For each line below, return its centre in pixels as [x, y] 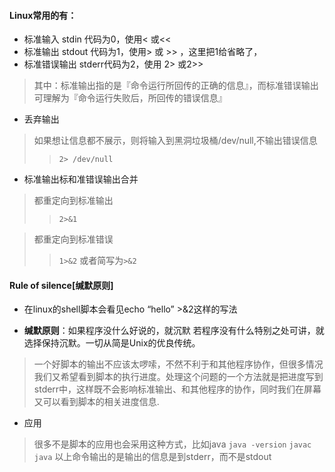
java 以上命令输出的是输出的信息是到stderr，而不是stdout [152, 457]
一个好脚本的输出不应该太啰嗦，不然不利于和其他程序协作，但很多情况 [178, 364]
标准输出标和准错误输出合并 [81, 179]
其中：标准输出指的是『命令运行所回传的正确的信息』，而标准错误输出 [176, 86]
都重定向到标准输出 [73, 201]
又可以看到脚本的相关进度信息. [96, 402]
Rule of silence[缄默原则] [61, 285]
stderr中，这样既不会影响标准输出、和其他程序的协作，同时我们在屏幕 [177, 389]
